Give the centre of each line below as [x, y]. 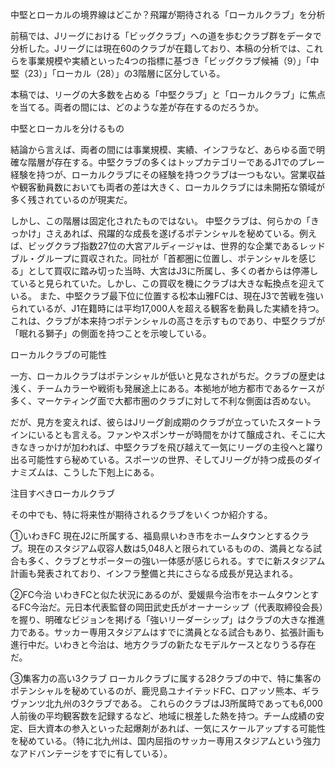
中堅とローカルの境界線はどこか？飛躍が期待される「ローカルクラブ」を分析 [168, 14]
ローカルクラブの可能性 [58, 354]
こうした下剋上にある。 [111, 472]
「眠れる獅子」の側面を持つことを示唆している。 [111, 333]
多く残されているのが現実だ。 [71, 199]
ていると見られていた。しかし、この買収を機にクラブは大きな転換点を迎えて [167, 283]
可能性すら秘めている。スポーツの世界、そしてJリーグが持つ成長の [166, 459]
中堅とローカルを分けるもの [67, 128]
